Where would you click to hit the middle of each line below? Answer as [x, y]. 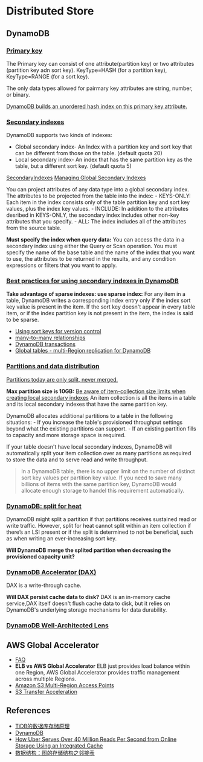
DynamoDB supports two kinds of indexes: [60, 135]
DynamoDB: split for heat [44, 506]
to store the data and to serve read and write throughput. [77, 459]
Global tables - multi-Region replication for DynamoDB [83, 351]
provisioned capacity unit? [41, 557]
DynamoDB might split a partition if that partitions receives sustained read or [101, 519]
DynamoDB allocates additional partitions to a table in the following [90, 415]
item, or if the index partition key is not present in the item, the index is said [100, 313]
